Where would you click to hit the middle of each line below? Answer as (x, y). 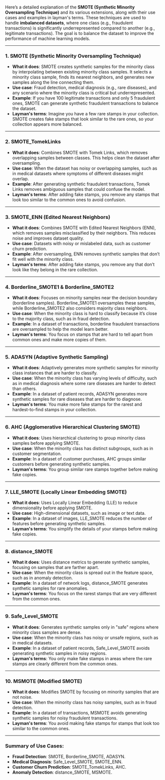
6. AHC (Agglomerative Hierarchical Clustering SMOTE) (73, 427)
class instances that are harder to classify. (55, 373)
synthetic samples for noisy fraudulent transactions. (65, 718)
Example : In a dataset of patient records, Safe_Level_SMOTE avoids (81, 648)
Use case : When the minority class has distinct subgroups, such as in (83, 448)
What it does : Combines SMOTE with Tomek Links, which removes (80, 152)
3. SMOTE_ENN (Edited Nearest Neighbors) (58, 217)
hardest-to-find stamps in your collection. (54, 410)
